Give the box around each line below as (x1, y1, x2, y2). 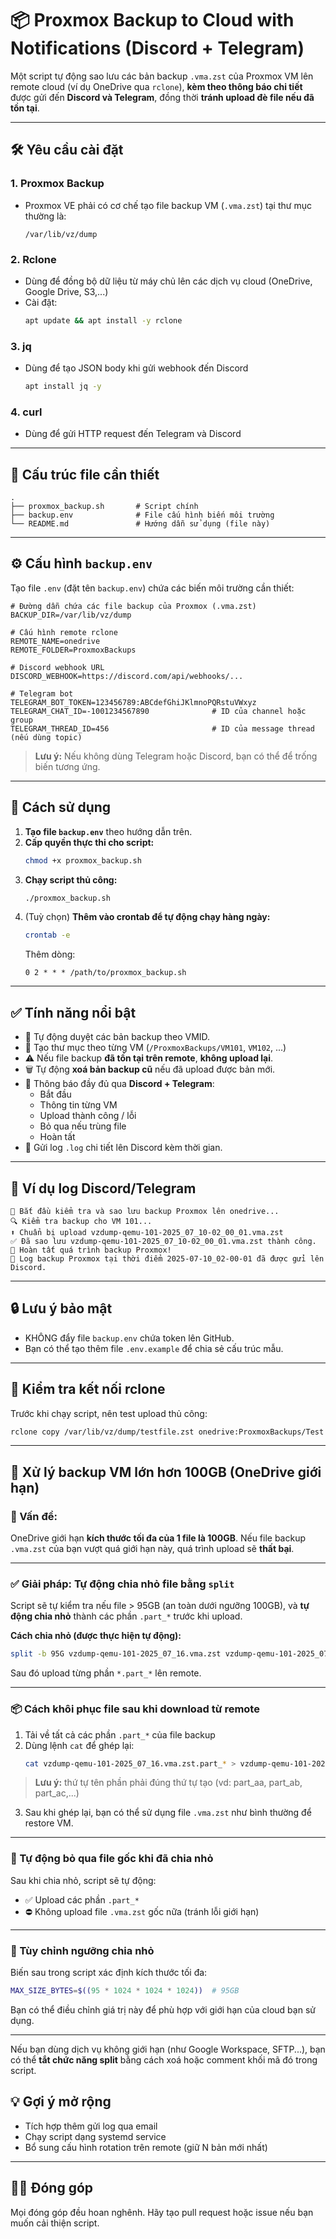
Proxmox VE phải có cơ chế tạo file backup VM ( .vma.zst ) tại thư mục (24, 199, 312, 211)
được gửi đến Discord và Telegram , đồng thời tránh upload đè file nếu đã (10, 91, 315, 103)
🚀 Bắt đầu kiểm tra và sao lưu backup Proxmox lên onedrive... (10, 1206, 280, 1216)
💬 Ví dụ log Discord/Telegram (10, 1180, 197, 1197)
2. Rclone (10, 252, 57, 266)
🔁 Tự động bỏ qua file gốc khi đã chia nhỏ (10, 1852, 214, 1866)
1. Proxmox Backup (10, 177, 105, 191)
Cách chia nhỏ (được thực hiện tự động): (10, 1630, 182, 1642)
